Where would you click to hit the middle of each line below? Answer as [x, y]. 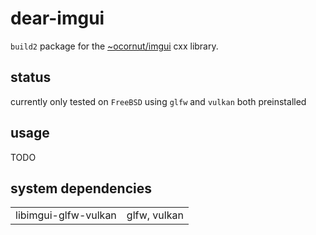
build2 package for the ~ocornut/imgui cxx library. [114, 46]
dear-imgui [57, 18]
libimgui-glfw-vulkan [66, 215]
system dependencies [81, 188]
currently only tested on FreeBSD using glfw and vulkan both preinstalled [158, 101]
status [31, 77]
